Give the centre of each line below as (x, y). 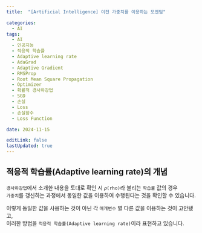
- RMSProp (24, 73)
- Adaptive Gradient (37, 68)
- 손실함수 (23, 113)
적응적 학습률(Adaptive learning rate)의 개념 (87, 172)
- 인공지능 (23, 45)
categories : (21, 23)
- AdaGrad (24, 62)
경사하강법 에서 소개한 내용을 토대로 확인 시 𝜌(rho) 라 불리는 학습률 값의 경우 (92, 188)
